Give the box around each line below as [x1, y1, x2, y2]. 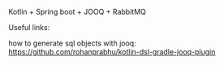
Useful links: [8, 23, 50, 32]
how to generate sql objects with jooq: [8, 38, 136, 48]
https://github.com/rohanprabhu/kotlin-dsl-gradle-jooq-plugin [8, 47, 216, 56]
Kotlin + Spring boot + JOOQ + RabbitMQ [8, 7, 146, 16]
